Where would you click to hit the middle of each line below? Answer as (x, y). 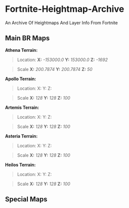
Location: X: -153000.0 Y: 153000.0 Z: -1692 (62, 60)
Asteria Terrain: (21, 136)
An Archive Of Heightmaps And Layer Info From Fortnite (62, 23)
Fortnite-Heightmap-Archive (65, 9)
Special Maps (26, 199)
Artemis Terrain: (22, 107)
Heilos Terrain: (20, 165)
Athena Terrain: (21, 50)
